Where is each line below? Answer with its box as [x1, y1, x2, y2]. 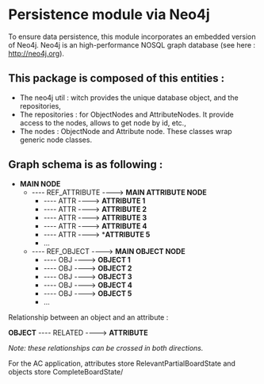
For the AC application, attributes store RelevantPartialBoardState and [8, 359, 236, 368]
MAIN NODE [19, 179, 61, 188]
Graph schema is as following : [8, 158, 163, 171]
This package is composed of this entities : [8, 71, 225, 85]
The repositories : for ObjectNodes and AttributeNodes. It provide [19, 109, 234, 119]
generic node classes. [19, 135, 93, 144]
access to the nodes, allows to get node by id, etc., [19, 117, 186, 128]
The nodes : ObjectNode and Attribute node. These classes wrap [19, 126, 232, 136]
